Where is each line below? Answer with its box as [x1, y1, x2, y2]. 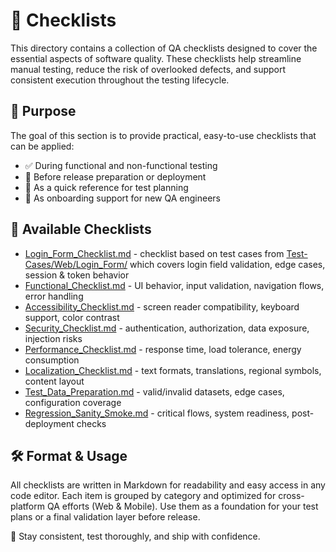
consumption [24, 354, 80, 366]
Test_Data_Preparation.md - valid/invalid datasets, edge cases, [24, 385, 285, 398]
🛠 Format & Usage [10, 447, 128, 464]
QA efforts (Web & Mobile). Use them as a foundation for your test [46, 500, 319, 513]
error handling [24, 290, 84, 302]
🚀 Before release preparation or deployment [24, 170, 207, 183]
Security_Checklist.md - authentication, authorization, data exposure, [24, 322, 310, 334]
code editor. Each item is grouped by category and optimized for [10, 490, 277, 502]
